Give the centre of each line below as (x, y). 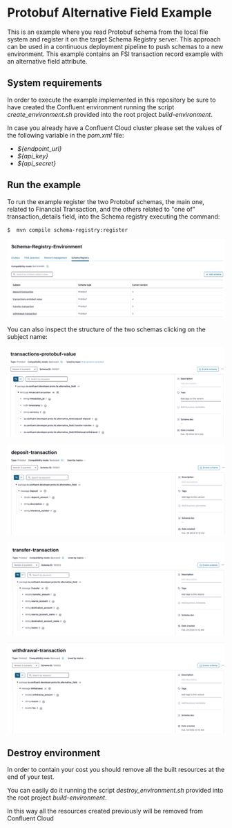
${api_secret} (37, 163)
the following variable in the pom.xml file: (66, 135)
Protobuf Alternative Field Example (109, 13)
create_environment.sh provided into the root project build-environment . (110, 114)
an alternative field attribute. (47, 61)
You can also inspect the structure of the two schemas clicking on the (106, 329)
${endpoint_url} (39, 148)
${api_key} (33, 156)
